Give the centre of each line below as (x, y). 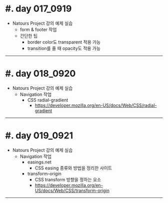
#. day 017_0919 (38, 9)
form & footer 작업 (38, 29)
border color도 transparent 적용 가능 (64, 42)
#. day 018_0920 (40, 74)
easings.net (39, 162)
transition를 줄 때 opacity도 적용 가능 (64, 48)
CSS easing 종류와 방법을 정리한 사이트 (73, 168)
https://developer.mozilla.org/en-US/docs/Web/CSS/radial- (96, 105)
